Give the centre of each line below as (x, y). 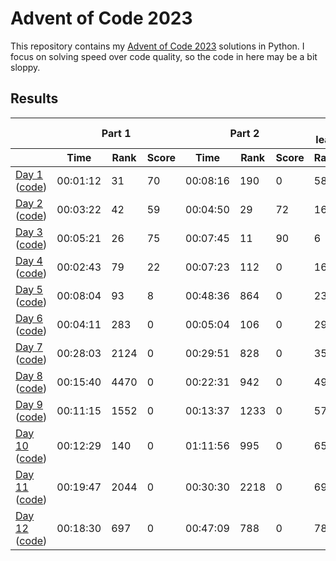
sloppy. (25, 67)
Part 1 (116, 133)
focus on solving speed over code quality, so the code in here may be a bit (164, 56)
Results (34, 98)
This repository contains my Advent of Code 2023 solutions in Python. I (157, 46)
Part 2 (244, 133)
